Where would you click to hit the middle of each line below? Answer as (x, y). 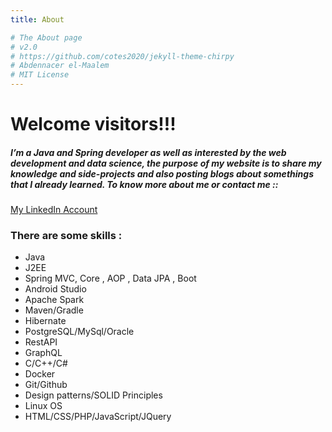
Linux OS (43, 406)
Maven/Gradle (54, 310)
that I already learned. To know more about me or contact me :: (144, 184)
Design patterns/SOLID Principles (93, 395)
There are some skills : (66, 236)
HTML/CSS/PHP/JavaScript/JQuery (98, 417)
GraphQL (43, 353)
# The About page (46, 37)
